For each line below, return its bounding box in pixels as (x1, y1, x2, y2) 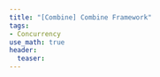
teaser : (17, 54, 46, 63)
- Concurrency (9, 29, 62, 38)
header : (9, 46, 38, 55)
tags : (9, 21, 29, 30)
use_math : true (9, 37, 65, 47)
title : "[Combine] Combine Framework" (9, 12, 152, 22)
